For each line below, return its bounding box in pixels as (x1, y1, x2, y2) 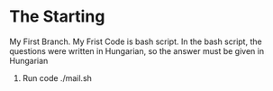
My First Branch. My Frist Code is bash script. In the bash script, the (9, 36, 263, 47)
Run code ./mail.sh (22, 72, 93, 83)
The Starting (9, 6, 105, 27)
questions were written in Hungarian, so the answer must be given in (9, 45, 264, 56)
